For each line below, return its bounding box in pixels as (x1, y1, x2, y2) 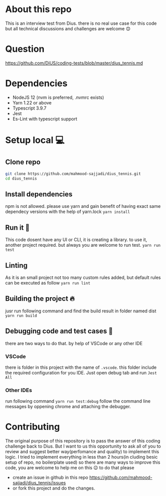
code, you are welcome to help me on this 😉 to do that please (5, 465, 135, 471)
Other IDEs (5, 387, 32, 394)
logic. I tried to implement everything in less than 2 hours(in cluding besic (5, 454, 158, 460)
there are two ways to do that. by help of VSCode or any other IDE (5, 340, 143, 346)
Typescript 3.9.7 (12, 105, 47, 111)
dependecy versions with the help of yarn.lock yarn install (5, 208, 130, 215)
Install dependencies (5, 190, 73, 198)
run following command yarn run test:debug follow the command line (5, 398, 151, 404)
